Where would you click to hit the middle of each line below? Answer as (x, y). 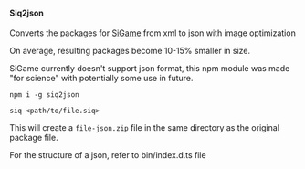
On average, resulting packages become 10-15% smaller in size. (130, 51)
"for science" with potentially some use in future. (101, 79)
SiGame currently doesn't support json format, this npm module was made (150, 69)
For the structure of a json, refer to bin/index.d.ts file (108, 155)
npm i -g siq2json (44, 95)
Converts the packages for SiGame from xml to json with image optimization (153, 33)
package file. (34, 138)
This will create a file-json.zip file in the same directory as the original (145, 128)
